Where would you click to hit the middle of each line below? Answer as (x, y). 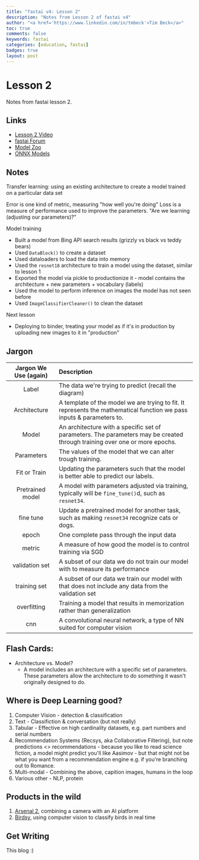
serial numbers (33, 734)
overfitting (31, 607)
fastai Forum (30, 141)
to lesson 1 (28, 272)
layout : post (22, 56)
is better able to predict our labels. (106, 476)
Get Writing (28, 836)
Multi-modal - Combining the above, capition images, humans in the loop (104, 772)
